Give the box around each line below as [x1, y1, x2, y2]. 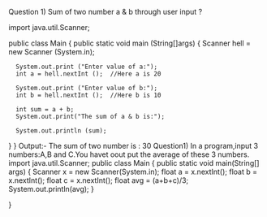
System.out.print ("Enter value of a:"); [15, 63, 158, 71]
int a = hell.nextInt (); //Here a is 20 [15, 70, 161, 78]
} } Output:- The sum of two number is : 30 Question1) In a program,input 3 [8, 141, 259, 150]
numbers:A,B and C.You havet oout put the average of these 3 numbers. [8, 150, 250, 159]
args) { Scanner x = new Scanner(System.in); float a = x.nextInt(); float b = [8, 167, 258, 176]
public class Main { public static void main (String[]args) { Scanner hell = [8, 38, 252, 48]
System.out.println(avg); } [8, 184, 95, 193]
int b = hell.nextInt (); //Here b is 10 [15, 91, 161, 99]
